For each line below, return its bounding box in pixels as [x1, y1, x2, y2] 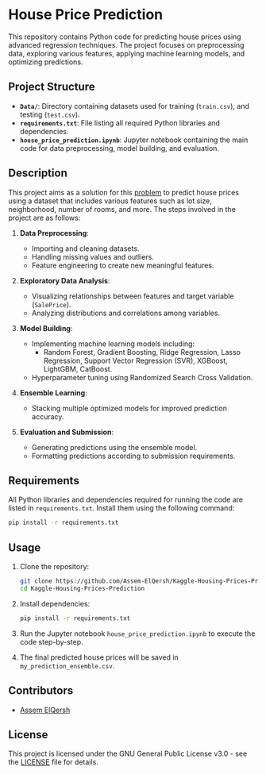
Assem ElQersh [19, 705, 71, 714]
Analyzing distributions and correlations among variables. [31, 308, 221, 318]
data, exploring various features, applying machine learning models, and [8, 48, 245, 58]
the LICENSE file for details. [8, 757, 99, 767]
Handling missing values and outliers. [31, 252, 155, 261]
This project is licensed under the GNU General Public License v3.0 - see [8, 749, 248, 759]
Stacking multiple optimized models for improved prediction [31, 403, 228, 413]
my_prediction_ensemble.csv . [19, 660, 115, 670]
